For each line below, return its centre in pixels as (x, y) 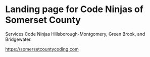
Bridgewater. (18, 39)
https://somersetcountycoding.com (42, 49)
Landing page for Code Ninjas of (74, 9)
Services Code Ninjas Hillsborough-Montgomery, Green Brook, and (75, 34)
